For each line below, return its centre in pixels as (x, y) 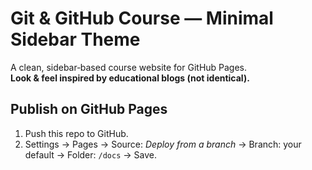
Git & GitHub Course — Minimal (142, 18)
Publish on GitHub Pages (89, 109)
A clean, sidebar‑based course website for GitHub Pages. (129, 67)
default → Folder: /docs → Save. (90, 154)
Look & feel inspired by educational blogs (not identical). (130, 78)
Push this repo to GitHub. (76, 133)
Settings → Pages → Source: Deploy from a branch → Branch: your (163, 144)
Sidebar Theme (75, 39)
